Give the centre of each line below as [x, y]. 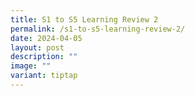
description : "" [44, 57]
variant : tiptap [44, 76]
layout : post [37, 47]
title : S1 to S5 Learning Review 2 [84, 19]
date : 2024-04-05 [46, 38]
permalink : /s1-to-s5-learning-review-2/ [98, 29]
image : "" [31, 66]
